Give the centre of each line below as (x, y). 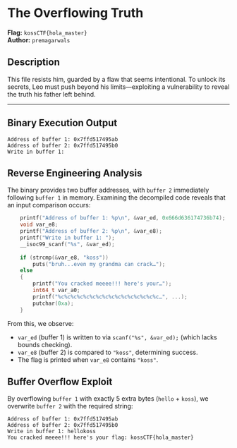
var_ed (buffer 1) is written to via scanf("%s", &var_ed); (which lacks (117, 337)
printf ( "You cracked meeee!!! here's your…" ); (102, 284)
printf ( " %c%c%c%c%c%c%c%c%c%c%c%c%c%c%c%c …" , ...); (110, 297)
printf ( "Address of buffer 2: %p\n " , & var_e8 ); (91, 231)
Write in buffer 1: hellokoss (52, 432)
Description (34, 62)
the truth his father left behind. (51, 94)
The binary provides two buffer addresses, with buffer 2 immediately (108, 190)
